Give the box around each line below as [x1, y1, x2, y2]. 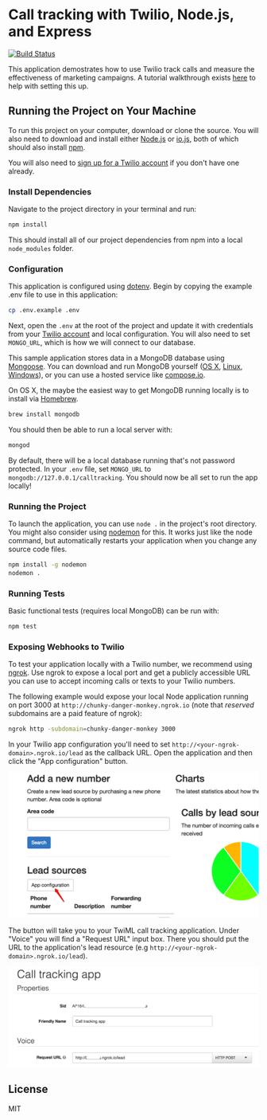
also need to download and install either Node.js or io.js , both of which [8, 134, 239, 143]
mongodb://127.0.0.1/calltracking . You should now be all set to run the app [8, 472, 258, 482]
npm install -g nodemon [8, 561, 87, 569]
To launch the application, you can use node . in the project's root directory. [8, 519, 257, 529]
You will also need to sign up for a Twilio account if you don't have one [8, 158, 240, 167]
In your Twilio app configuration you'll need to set [8, 739, 171, 750]
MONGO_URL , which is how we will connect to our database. [8, 338, 196, 347]
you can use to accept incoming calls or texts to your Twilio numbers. [8, 676, 236, 686]
